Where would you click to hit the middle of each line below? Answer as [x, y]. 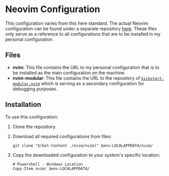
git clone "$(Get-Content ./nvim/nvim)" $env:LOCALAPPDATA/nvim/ [82, 145]
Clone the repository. [34, 127]
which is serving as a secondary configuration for [93, 83]
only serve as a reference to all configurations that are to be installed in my [83, 34]
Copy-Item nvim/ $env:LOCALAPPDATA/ [51, 168]
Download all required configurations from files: [62, 136]
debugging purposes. [35, 89]
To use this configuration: [32, 116]
